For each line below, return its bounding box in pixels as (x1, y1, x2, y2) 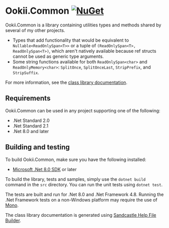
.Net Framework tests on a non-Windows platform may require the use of (5, 197, 158, 203)
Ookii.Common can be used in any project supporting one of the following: (5, 107, 160, 114)
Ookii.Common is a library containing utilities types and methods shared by (5, 22, 161, 28)
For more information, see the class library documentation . (5, 79, 128, 85)
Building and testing (5, 143, 70, 152)
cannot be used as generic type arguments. (12, 53, 104, 59)
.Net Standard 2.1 (12, 122, 49, 129)
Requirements (5, 94, 51, 103)
